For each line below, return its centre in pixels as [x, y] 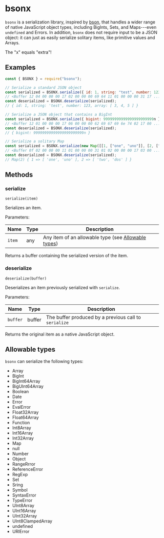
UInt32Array [24, 516]
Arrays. [12, 42]
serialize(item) [21, 199]
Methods [19, 175]
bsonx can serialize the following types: [44, 361]
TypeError [22, 500]
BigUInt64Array [28, 386]
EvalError [21, 407]
